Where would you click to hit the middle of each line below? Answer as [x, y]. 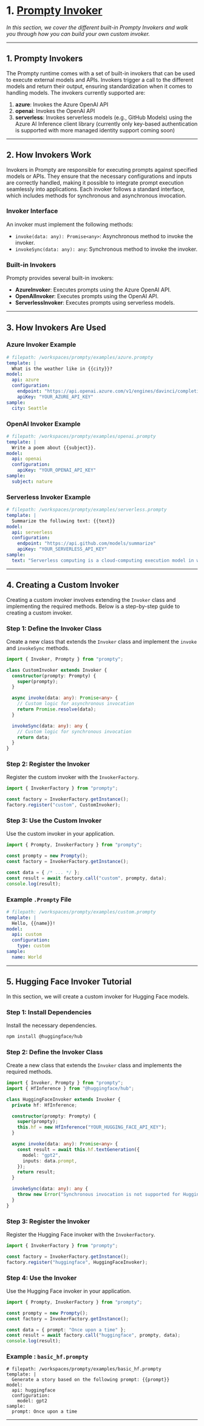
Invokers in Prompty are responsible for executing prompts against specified [102, 169]
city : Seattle [29, 408]
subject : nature [32, 481]
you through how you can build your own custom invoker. [78, 33]
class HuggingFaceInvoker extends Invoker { [63, 1099]
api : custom [27, 935]
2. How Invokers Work [49, 155]
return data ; [34, 737]
